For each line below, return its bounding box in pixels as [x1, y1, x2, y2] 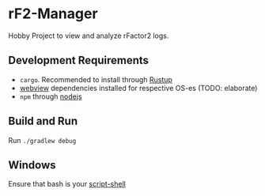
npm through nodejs [19, 92, 82, 101]
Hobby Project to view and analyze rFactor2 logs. [8, 31, 169, 40]
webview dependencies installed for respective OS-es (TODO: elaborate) [19, 83, 258, 92]
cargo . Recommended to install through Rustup [19, 74, 172, 84]
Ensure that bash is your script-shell [8, 179, 127, 189]
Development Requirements [8, 54, 149, 67]
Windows [8, 158, 56, 171]
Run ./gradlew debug [8, 135, 77, 145]
